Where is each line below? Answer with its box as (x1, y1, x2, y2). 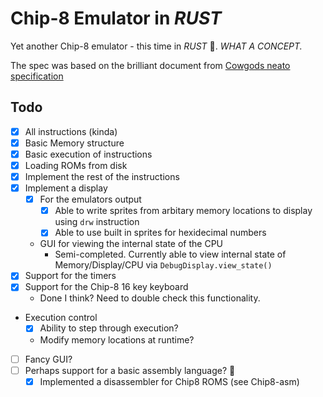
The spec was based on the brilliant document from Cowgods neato (10, 59, 291, 71)
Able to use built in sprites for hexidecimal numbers (54, 227, 267, 239)
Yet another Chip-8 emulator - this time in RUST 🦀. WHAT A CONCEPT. (10, 40, 303, 52)
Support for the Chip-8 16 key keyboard (24, 281, 189, 293)
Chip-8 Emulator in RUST (10, 7, 222, 30)
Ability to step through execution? (39, 322, 179, 334)
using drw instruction (54, 216, 140, 228)
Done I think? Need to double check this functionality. (39, 292, 261, 304)
